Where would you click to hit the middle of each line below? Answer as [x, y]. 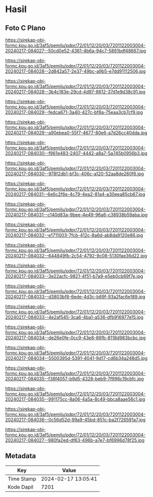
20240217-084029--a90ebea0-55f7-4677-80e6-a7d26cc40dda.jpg [76, 133]
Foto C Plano [25, 28]
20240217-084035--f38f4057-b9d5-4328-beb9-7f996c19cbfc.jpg [74, 379]
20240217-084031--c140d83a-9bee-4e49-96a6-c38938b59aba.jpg [76, 215]
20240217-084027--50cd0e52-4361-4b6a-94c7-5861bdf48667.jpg [76, 51]
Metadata [21, 456]
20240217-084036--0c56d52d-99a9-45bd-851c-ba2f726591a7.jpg [75, 420]
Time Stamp [22, 479]
